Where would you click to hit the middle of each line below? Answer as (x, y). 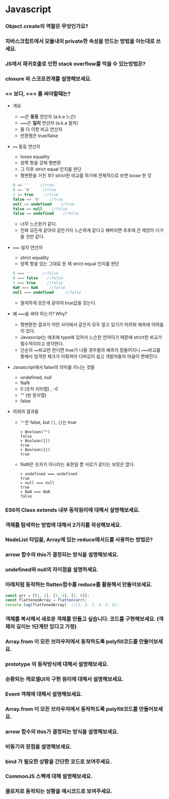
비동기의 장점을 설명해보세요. (39, 747)
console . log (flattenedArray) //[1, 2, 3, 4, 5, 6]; (62, 605)
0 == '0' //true (34, 190)
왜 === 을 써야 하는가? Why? (40, 313)
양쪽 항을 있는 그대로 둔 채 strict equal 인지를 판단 (70, 264)
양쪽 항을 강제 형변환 (41, 163)
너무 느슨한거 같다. (39, 224)
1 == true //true (36, 195)
